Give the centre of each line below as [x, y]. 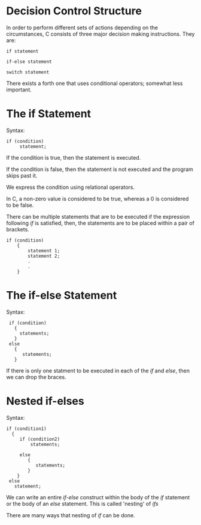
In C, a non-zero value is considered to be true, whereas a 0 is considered [98, 199]
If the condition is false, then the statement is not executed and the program [100, 169]
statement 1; [44, 251]
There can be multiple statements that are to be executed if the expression [98, 216]
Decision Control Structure [74, 11]
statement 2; [44, 256]
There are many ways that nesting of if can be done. [71, 515]
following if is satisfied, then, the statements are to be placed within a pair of [100, 223]
